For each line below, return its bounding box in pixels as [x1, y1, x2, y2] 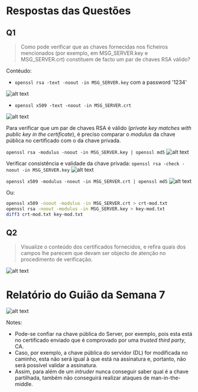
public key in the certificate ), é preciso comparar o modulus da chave [6, 131, 176, 138]
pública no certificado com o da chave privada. [6, 137, 121, 144]
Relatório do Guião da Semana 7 [6, 288, 165, 302]
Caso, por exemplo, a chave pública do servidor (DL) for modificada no [14, 349, 188, 357]
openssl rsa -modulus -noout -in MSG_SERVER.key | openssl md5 [6, 149, 165, 155]
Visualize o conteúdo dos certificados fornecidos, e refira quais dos [20, 243, 186, 250]
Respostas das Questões [6, 4, 131, 18]
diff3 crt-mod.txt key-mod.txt [6, 211, 83, 217]
